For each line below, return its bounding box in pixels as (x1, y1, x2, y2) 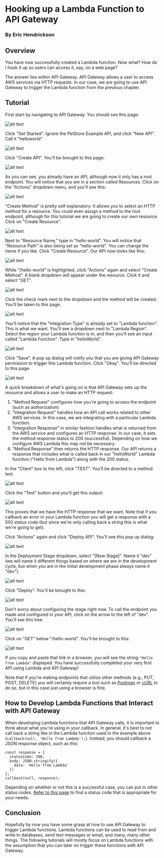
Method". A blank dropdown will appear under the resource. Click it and (5, 272, 150, 278)
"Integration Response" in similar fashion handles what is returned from (12, 425, 157, 431)
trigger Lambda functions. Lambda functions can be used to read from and (5, 827, 156, 833)
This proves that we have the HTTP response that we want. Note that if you (5, 509, 157, 515)
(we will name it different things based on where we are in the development (5, 558, 157, 564)
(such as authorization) (12, 404, 59, 410)
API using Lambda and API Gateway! (5, 665, 79, 671)
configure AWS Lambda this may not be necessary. (12, 440, 116, 446)
